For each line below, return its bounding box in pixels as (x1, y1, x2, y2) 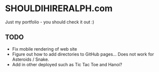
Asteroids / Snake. (12, 56, 49, 62)
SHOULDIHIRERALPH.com (5, 3, 113, 14)
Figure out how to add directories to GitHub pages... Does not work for (12, 51, 154, 57)
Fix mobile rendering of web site (12, 46, 77, 52)
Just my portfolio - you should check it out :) (5, 19, 95, 25)
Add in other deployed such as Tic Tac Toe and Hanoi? (12, 61, 122, 67)
